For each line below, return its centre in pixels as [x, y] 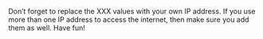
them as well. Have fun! [47, 28]
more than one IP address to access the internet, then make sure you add [129, 19]
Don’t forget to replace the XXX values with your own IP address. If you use [132, 11]
